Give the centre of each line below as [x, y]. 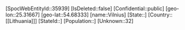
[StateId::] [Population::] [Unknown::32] [86, 21]
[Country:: [160, 15]
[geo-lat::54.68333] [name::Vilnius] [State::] [94, 15]
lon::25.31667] [23, 15]
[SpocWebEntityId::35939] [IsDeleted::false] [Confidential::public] [85, 9]
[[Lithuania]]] [21, 21]
